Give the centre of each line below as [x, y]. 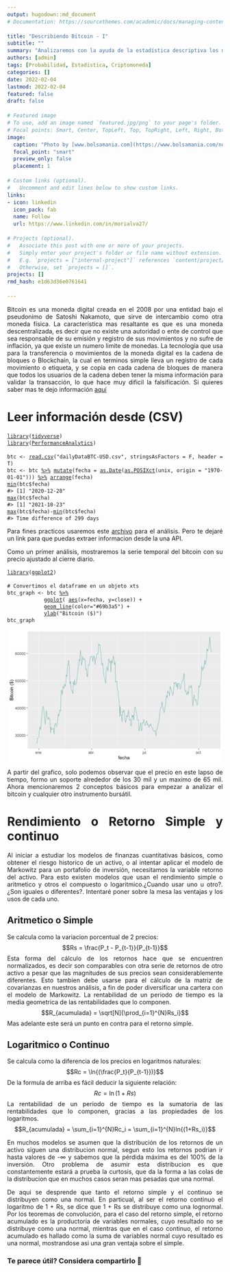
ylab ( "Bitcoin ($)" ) [73, 613]
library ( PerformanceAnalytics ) [52, 443]
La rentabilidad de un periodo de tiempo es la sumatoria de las [115, 1104]
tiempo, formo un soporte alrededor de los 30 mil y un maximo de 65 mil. [115, 779]
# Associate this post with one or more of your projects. [96, 246]
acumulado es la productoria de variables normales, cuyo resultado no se [115, 1221]
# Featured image [32, 116]
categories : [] [29, 72]
